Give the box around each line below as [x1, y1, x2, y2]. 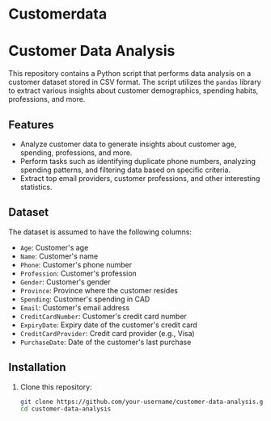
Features [8, 118, 54, 132]
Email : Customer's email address [19, 302, 130, 312]
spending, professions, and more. [19, 147, 133, 158]
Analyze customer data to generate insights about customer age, [19, 139, 237, 149]
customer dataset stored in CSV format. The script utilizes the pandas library [8, 78, 261, 87]
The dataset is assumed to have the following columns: [8, 227, 193, 237]
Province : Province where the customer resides [19, 285, 179, 295]
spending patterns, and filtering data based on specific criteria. [19, 165, 231, 175]
